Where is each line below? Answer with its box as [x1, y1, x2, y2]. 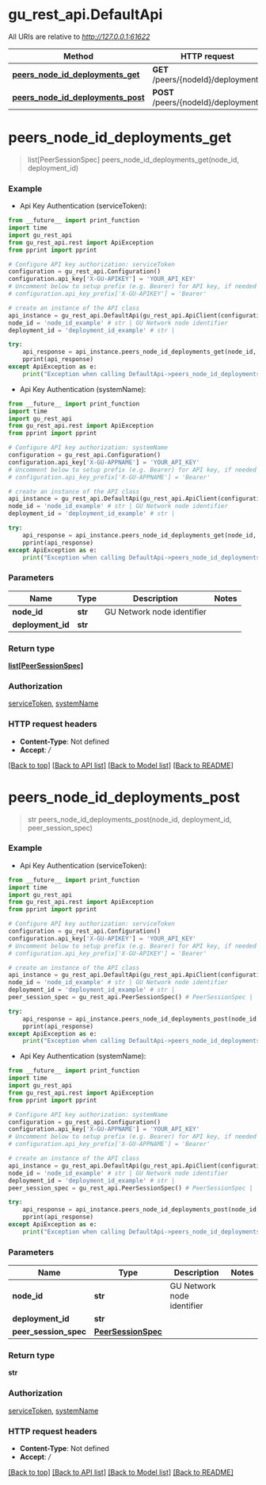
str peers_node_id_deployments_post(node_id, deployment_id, [27, 814, 232, 824]
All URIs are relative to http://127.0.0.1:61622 [8, 32, 150, 41]
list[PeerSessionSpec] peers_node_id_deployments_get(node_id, [27, 155, 240, 164]
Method [63, 50, 93, 61]
